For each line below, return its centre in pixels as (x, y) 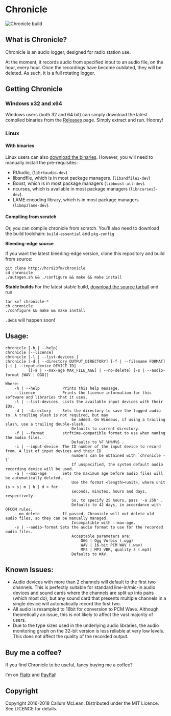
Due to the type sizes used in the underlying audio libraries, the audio (86, 625)
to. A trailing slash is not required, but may (57, 415)
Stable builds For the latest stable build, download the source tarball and (82, 287)
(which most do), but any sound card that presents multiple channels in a (89, 598)
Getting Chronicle (34, 89)
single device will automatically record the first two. (67, 604)
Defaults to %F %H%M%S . (98, 442)
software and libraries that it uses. (46, 397)
